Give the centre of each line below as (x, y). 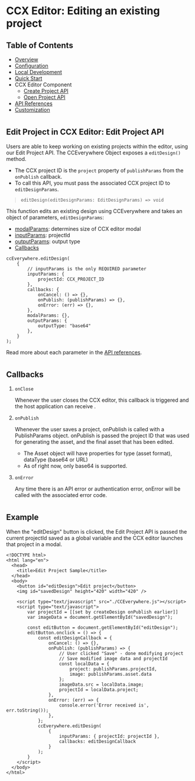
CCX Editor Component (43, 85)
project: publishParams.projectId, (113, 669)
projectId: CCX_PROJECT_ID (71, 279)
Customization (32, 110)
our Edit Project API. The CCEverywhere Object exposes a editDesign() (94, 153)
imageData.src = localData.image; (101, 685)
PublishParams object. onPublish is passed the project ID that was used (102, 435)
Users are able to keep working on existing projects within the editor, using (97, 146)
